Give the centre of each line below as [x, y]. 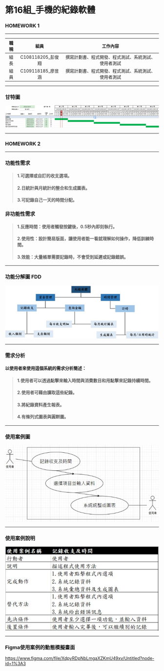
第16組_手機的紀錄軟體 [50, 10]
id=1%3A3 [15, 664]
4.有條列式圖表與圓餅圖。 [43, 417]
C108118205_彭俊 [40, 57]
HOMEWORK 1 [22, 26]
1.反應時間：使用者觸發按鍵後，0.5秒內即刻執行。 [67, 227]
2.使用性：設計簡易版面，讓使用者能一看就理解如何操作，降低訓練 [83, 239]
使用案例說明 [20, 538]
